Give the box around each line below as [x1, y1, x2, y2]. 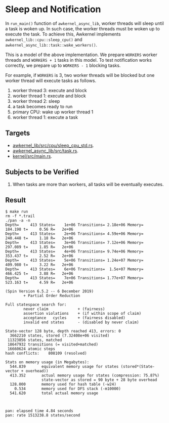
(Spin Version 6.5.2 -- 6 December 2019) [5, 289, 94, 294]
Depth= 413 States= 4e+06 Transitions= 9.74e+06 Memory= [5, 249, 144, 254]
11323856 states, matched [7, 337, 62, 343]
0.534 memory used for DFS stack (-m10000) [14, 386, 121, 392]
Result [5, 196, 26, 204]
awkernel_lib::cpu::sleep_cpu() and [5, 36, 82, 43]
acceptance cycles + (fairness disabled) [23, 315, 125, 321]
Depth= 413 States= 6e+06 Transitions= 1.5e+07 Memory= [5, 267, 144, 272]
